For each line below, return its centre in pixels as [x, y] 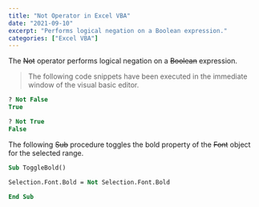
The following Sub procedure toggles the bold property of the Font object [129, 144]
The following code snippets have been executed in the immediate [138, 76]
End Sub [21, 197]
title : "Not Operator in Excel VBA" [69, 16]
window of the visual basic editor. [83, 85]
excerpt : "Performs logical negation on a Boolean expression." [118, 30]
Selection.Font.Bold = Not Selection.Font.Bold [89, 182]
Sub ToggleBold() [37, 168]
